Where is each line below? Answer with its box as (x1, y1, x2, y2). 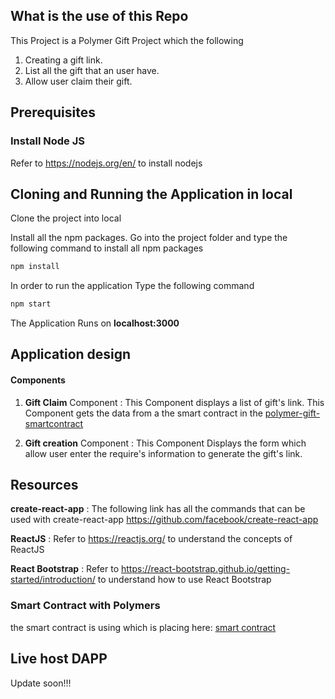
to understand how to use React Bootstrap (97, 574, 272, 586)
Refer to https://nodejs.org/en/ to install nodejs (10, 157, 203, 169)
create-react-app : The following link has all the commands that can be (10, 503, 306, 515)
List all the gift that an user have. (24, 64, 160, 76)
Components (10, 374, 66, 386)
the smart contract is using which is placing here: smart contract (10, 621, 277, 633)
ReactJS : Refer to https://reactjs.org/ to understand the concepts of (10, 533, 293, 545)
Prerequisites (10, 104, 96, 121)
